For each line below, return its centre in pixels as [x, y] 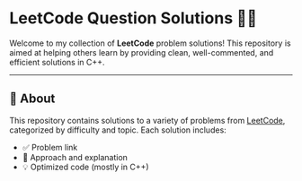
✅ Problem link [50, 147]
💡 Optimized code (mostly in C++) [86, 167]
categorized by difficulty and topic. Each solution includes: [118, 130]
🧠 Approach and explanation [75, 157]
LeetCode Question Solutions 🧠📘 [133, 18]
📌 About [32, 99]
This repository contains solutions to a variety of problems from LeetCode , [147, 120]
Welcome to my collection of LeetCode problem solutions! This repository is [150, 43]
